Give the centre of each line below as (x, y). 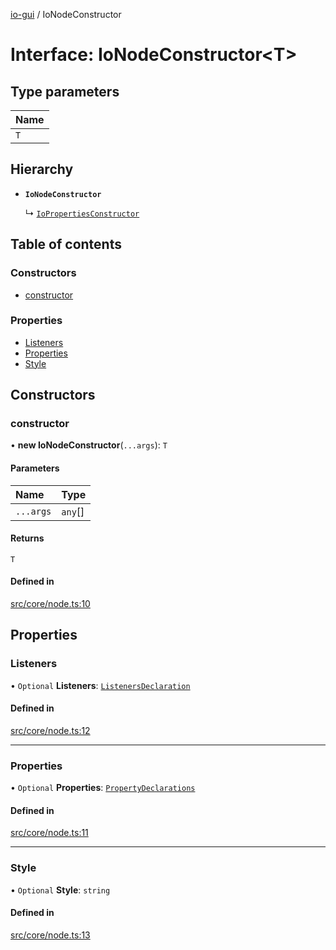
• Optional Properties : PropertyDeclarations (103, 788)
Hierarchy (42, 169)
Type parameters (65, 91)
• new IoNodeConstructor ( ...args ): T (89, 445)
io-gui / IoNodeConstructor (66, 14)
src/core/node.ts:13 (50, 935)
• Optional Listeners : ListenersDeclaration (100, 685)
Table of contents (66, 244)
